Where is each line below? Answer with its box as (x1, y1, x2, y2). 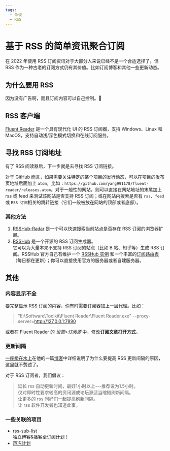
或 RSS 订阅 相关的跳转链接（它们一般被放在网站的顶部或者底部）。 (5, 199, 141, 205)
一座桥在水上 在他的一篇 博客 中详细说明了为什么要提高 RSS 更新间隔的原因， (5, 355, 163, 361)
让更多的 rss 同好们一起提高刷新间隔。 (17, 396, 98, 402)
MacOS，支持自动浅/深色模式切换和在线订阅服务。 (5, 132, 112, 138)
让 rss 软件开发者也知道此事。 (17, 402, 80, 408)
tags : (5, 7, 17, 13)
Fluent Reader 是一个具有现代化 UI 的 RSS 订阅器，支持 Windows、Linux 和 (5, 125, 163, 132)
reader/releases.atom (5, 187, 51, 192)
